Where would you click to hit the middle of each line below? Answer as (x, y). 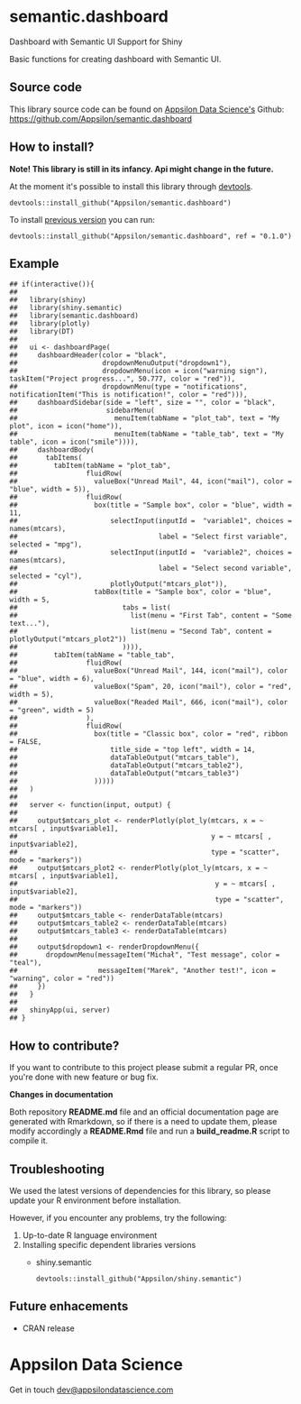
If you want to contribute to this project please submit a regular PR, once (144, 1068)
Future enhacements (69, 1306)
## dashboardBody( (52, 450)
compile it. (29, 1141)
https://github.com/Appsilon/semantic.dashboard (100, 118)
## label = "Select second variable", (151, 569)
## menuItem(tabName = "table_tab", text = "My (146, 435)
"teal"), (26, 963)
